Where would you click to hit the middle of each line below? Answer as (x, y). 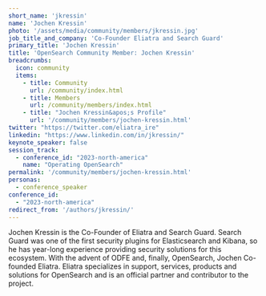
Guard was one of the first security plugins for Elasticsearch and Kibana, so (133, 241)
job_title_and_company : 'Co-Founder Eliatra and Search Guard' (116, 38)
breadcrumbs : (30, 61)
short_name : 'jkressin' (48, 16)
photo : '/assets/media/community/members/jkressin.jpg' (103, 30)
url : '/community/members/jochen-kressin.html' (111, 120)
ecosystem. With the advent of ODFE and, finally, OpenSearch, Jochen (125, 258)
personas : (25, 180)
